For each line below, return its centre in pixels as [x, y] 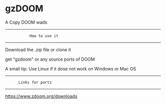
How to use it [44, 36]
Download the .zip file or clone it [38, 49]
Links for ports [35, 82]
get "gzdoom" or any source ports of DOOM [50, 59]
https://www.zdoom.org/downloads [41, 96]
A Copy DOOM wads [26, 22]
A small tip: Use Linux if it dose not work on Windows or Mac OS [71, 69]
